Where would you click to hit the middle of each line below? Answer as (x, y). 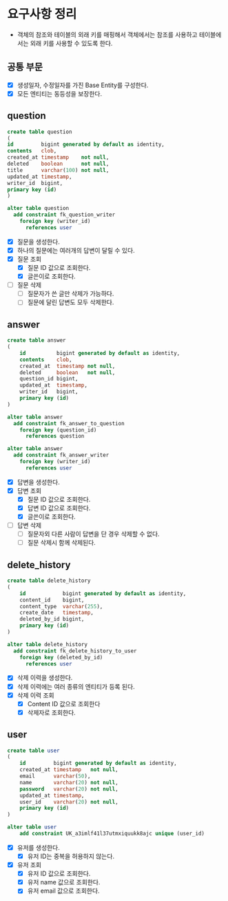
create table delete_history (49, 581)
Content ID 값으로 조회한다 (64, 704)
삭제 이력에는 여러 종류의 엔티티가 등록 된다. (76, 686)
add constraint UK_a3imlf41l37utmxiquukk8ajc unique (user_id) (112, 834)
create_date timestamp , (57, 613)
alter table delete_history (48, 644)
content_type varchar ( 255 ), (61, 606)
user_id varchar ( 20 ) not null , (69, 802)
